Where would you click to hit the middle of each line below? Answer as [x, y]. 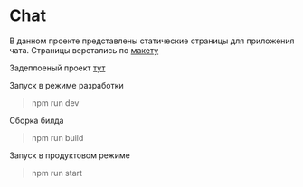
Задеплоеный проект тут [57, 68]
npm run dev [55, 103]
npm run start [57, 173]
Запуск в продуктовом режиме [70, 155]
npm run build [57, 137]
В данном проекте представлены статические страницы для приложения [152, 41]
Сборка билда [37, 120]
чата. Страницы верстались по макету [84, 50]
